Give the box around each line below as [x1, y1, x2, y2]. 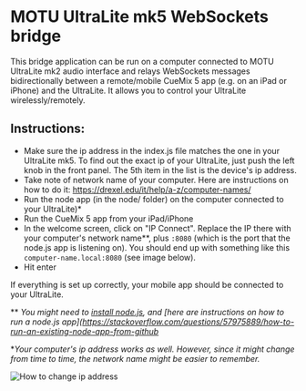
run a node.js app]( [10, 316, 83, 327]
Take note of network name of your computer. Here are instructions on [23, 174, 290, 185]
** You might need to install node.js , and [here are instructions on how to [10, 306, 285, 317]
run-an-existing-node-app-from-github [10, 325, 159, 336]
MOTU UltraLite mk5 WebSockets [10, 6, 270, 27]
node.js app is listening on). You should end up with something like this [23, 242, 291, 252]
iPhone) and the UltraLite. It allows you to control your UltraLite [10, 85, 247, 96]
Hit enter [23, 262, 57, 273]
